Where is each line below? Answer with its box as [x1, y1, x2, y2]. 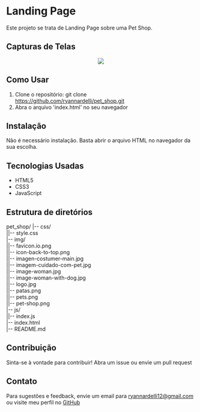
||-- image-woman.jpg [6, 268, 61, 275]
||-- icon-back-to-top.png [6, 249, 70, 255]
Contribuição [6, 343, 57, 353]
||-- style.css [6, 229, 38, 236]
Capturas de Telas [6, 42, 76, 52]
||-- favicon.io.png [6, 242, 52, 249]
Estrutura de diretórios [6, 207, 93, 217]
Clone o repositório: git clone [14, 90, 87, 98]
